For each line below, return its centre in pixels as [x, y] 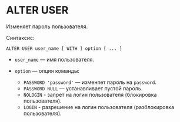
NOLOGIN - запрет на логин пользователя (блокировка [90, 94]
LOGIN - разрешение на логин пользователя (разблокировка [99, 107]
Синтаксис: [20, 38]
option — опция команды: [47, 70]
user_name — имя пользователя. [54, 59]
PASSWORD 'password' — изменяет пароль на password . [90, 82]
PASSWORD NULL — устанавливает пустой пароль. [83, 88]
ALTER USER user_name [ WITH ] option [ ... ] [64, 48]
